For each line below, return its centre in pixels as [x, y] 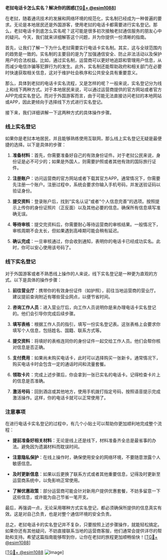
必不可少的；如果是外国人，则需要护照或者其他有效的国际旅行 [89, 162]
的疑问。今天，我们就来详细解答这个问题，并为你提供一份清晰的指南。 [77, 37]
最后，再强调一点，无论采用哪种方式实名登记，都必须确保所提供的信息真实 [81, 508]
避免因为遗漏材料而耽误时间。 [52, 446]
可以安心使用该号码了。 [49, 248]
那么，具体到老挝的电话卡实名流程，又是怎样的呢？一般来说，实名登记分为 [81, 83]
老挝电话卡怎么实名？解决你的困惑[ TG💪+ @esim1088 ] [61, 8]
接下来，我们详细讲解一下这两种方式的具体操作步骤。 [60, 112]
